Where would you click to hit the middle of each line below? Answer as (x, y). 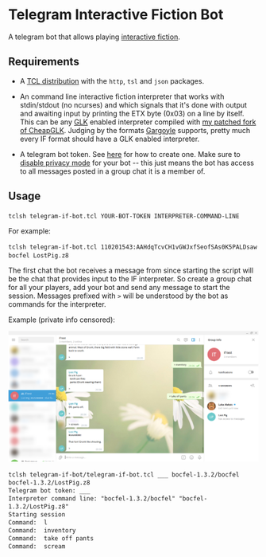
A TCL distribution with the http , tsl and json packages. (112, 80)
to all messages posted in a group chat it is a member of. (112, 171)
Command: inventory (42, 530)
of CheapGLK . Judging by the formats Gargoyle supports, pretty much (135, 130)
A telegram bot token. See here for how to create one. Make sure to (130, 154)
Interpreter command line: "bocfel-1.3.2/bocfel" (92, 498)
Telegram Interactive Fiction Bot (116, 15)
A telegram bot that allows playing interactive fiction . (94, 37)
